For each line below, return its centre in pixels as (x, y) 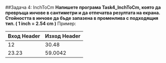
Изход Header (63, 36)
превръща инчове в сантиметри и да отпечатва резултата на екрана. (83, 13)
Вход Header (24, 36)
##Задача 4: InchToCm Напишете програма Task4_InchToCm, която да (83, 7)
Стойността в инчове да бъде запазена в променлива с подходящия (82, 18)
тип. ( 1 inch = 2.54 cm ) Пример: (41, 23)
